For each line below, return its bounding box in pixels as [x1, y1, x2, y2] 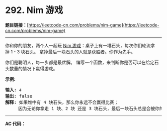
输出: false [5, 93, 33, 99]
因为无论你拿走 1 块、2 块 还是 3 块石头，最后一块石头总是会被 [18, 106, 156, 111]
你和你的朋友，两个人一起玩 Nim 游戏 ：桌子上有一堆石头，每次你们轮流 [5, 42, 151, 48]
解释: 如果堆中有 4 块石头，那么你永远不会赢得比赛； [5, 99, 119, 105]
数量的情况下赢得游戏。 [9, 65, 58, 71]
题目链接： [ [5, 22, 29, 28]
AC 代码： [5, 121, 26, 127]
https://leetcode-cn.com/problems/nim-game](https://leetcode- [28, 22, 160, 28]
